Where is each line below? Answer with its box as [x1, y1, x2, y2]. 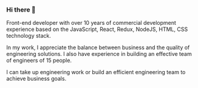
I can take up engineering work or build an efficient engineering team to [6, 69, 186, 76]
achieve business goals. [6, 75, 67, 83]
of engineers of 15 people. [6, 57, 72, 64]
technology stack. [6, 32, 52, 39]
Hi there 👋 [6, 5, 36, 14]
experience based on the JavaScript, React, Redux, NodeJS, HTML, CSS [6, 25, 188, 33]
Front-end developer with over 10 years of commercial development [6, 19, 176, 27]
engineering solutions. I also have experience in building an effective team [6, 50, 193, 58]
